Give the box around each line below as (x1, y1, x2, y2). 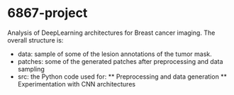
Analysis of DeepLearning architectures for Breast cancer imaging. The (7, 28, 216, 37)
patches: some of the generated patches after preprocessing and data (17, 57, 223, 65)
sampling (17, 65, 45, 73)
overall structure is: (7, 35, 64, 44)
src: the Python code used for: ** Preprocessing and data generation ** (17, 72, 228, 81)
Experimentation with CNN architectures (17, 79, 136, 88)
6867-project (7, 5, 88, 21)
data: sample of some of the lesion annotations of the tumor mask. (17, 50, 213, 58)
